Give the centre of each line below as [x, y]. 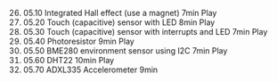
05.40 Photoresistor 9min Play [78, 41]
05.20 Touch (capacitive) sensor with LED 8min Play [119, 22]
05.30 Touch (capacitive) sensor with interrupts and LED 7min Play [145, 32]
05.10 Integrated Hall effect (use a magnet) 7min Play [120, 13]
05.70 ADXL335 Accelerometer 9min [90, 70]
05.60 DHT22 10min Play [69, 60]
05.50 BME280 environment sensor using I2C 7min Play [125, 51]
